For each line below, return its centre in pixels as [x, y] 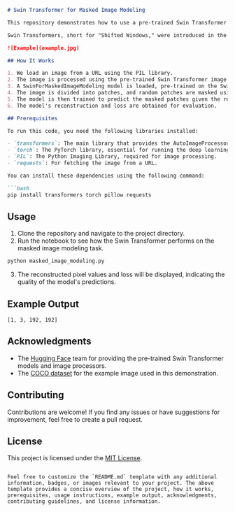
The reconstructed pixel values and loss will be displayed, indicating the [121, 275]
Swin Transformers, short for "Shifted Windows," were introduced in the [117, 35]
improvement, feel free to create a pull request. [75, 419]
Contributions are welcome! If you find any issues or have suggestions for [114, 412]
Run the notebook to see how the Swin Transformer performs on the [116, 241]
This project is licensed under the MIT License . [75, 458]
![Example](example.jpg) [43, 48]
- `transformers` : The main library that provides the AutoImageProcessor [119, 143]
